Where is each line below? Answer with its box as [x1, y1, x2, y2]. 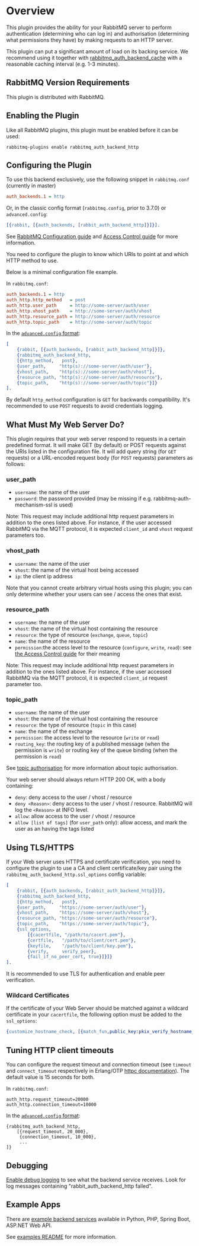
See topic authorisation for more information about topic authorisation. [6, 764, 178, 772]
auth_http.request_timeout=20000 [6, 1097, 89, 1102]
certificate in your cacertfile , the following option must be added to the [6, 1011, 182, 1018]
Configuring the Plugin [6, 160, 92, 170]
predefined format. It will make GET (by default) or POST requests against [6, 442, 187, 449]
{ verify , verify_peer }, [27, 948, 97, 954]
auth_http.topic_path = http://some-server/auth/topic [6, 319, 152, 325]
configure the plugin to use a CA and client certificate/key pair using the [6, 865, 182, 872]
